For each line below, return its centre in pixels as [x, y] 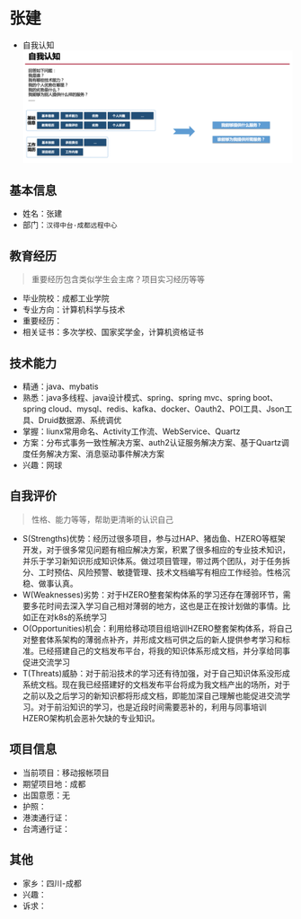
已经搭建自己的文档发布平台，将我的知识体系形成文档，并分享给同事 [164, 650]
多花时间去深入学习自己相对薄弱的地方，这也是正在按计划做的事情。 [156, 605]
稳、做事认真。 [50, 583]
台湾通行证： [46, 828]
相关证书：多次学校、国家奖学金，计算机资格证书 [113, 332]
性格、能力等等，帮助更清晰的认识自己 [102, 519]
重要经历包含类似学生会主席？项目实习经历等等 [118, 279]
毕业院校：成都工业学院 [66, 298]
